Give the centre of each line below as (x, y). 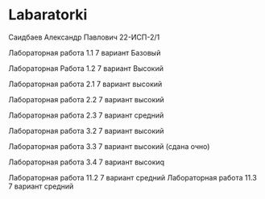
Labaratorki (48, 15)
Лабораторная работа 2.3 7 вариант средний (86, 115)
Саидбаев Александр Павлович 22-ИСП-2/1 (84, 37)
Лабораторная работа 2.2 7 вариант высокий (87, 99)
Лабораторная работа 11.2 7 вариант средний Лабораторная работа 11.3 (133, 177)
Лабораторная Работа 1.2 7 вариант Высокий (86, 68)
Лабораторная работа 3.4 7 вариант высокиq (87, 162)
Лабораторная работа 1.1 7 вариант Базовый (85, 52)
